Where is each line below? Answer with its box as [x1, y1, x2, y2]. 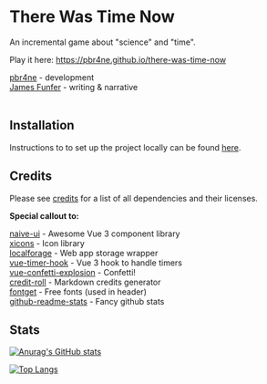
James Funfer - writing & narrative [9, 81, 139, 92]
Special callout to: [9, 210, 79, 221]
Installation [9, 118, 75, 133]
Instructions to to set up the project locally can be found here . [9, 141, 241, 152]
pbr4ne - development [9, 71, 95, 83]
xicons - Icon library [9, 237, 85, 248]
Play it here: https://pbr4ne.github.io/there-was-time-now [9, 54, 226, 65]
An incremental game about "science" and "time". [9, 36, 196, 47]
